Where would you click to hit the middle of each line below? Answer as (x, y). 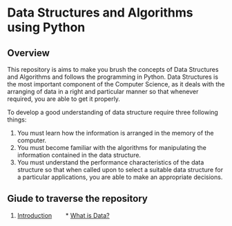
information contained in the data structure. (79, 155)
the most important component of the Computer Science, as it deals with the (116, 84)
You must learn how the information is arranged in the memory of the (115, 133)
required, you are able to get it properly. (64, 99)
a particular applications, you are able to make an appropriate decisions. (120, 177)
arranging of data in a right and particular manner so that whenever (103, 92)
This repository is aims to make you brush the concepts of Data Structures (113, 69)
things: (17, 120)
